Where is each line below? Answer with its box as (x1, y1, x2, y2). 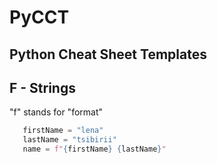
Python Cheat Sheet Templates (9, 46, 207, 63)
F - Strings (9, 79, 76, 96)
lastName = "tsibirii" (22, 135, 117, 145)
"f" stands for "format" (9, 106, 104, 118)
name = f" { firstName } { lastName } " (22, 144, 167, 155)
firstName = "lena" (22, 126, 104, 136)
